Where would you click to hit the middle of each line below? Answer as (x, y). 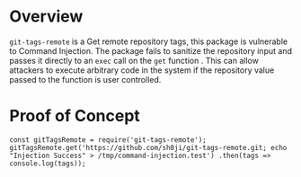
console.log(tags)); (48, 164)
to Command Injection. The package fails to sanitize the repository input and (150, 50)
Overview (46, 17)
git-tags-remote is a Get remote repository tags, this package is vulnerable (149, 41)
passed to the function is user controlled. (85, 79)
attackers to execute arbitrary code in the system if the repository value (142, 70)
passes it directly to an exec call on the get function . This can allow (134, 60)
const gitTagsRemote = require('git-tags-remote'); (108, 140)
